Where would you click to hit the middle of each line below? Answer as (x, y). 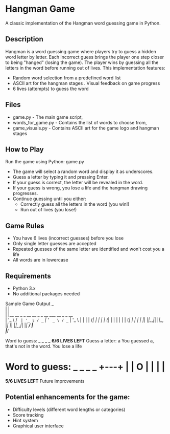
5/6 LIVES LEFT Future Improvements (45, 381)
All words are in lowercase (40, 260)
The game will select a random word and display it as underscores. (83, 171)
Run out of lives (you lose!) (48, 210)
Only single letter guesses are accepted (55, 244)
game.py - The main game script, (48, 117)
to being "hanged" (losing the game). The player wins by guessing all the (82, 62)
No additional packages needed (46, 294)
